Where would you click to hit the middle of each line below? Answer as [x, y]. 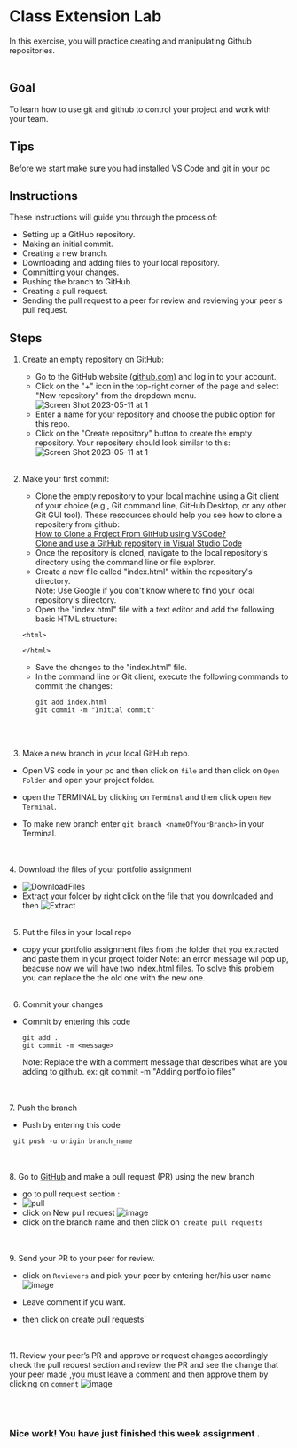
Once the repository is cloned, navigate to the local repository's [151, 553]
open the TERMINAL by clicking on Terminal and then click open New [147, 797]
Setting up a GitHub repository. [78, 235]
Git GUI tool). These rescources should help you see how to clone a [159, 515]
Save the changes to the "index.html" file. [111, 668]
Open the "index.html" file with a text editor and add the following [155, 610]
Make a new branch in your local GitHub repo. [106, 754]
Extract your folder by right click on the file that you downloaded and [148, 896]
